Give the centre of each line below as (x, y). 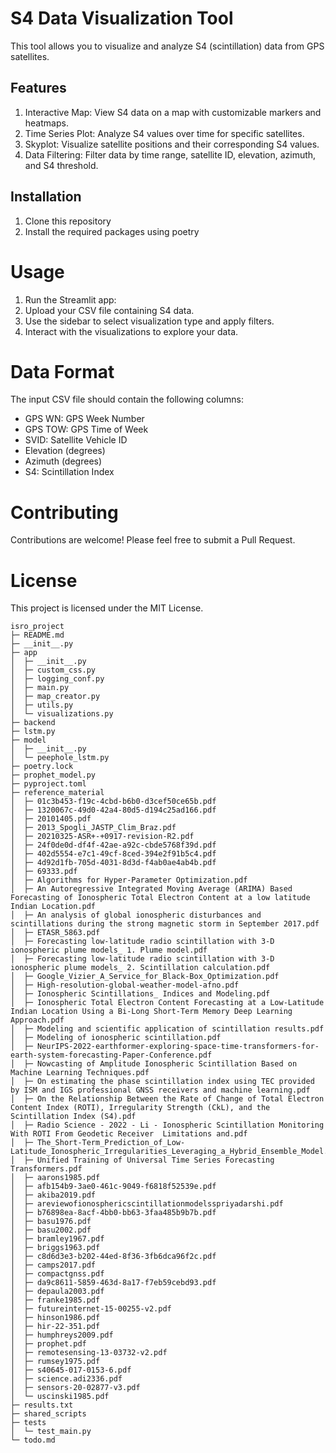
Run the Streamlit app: (70, 299)
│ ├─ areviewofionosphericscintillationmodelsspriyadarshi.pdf (147, 1204)
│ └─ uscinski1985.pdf (60, 1397)
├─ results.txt (42, 1405)
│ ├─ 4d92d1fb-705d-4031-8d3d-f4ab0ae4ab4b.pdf (113, 863)
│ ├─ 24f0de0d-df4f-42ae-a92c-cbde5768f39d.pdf (113, 845)
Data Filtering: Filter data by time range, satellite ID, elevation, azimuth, (170, 154)
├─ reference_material (57, 793)
